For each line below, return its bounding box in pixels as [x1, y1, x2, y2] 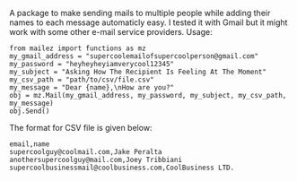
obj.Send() [9, 107, 50, 116]
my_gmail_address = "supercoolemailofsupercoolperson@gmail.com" [9, 52, 258, 61]
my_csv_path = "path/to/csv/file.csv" [9, 75, 154, 84]
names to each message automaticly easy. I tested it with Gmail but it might [9, 17, 288, 28]
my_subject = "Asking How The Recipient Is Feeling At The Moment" [9, 67, 267, 76]
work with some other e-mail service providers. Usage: [9, 27, 213, 37]
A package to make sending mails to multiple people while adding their [9, 8, 271, 18]
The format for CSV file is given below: [9, 123, 153, 133]
